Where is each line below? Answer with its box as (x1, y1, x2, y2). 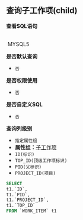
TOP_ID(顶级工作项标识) (14, 157, 68, 164)
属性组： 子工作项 (14, 144, 57, 151)
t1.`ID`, (6, 186, 28, 192)
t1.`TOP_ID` (6, 203, 36, 209)
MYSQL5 (7, 40, 30, 47)
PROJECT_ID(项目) (14, 170, 56, 176)
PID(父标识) (14, 164, 42, 170)
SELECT (6, 180, 23, 186)
